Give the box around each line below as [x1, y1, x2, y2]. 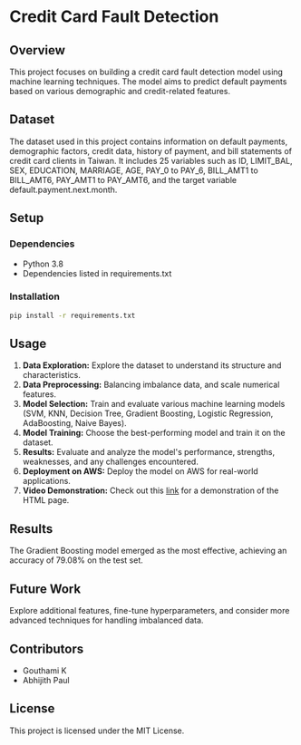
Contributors [9, 641, 84, 656]
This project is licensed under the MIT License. [9, 725, 185, 736]
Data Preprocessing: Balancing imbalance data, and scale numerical [22, 379, 280, 391]
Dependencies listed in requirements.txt [22, 267, 172, 278]
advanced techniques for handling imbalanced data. [9, 614, 204, 626]
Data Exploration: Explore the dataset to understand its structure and [22, 360, 282, 371]
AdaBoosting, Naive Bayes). [22, 418, 127, 429]
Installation [9, 290, 61, 303]
